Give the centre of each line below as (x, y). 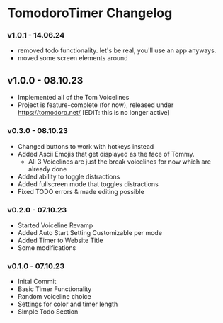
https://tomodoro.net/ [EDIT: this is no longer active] (93, 113)
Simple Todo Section (48, 312)
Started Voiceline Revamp (55, 225)
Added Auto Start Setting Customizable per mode (90, 232)
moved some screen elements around (73, 58)
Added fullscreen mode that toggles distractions (88, 184)
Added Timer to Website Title (60, 240)
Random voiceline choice (54, 297)
